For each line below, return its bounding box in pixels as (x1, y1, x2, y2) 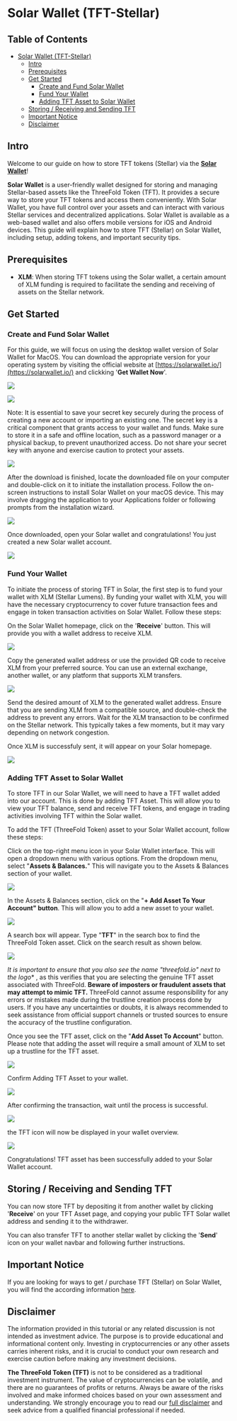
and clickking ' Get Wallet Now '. (75, 368, 168, 377)
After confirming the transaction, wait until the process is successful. (7, 1100, 209, 1109)
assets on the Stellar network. (17, 287, 105, 296)
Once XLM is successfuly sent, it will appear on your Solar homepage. (7, 742, 212, 750)
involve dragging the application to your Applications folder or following (7, 496, 216, 504)
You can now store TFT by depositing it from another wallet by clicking (7, 1202, 214, 1210)
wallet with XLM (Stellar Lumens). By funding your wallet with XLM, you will (7, 592, 227, 601)
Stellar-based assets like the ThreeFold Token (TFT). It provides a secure (7, 188, 220, 196)
